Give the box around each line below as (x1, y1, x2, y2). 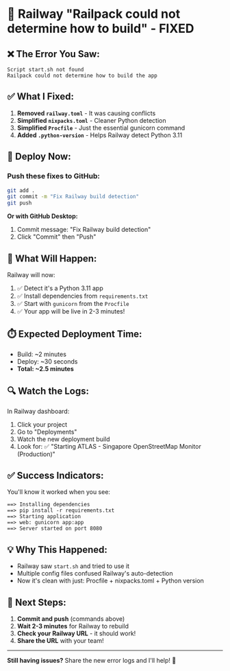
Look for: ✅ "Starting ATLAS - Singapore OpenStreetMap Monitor (16, 442, 202, 450)
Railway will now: (7, 270, 55, 279)
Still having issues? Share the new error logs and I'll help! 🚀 (7, 657, 177, 664)
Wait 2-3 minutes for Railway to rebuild (16, 622, 129, 630)
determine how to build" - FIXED (7, 21, 194, 36)
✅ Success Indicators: (7, 469, 104, 481)
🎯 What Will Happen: (7, 252, 97, 264)
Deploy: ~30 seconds (16, 357, 78, 366)
